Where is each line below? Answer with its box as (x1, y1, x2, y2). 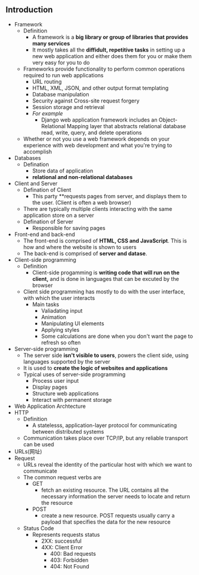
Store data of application (32, 167, 94, 174)
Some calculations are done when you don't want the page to (41, 332, 193, 340)
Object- (158, 116, 178, 123)
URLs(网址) (14, 447, 43, 455)
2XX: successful (41, 537, 82, 544)
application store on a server (23, 211, 94, 219)
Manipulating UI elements (41, 320, 104, 327)
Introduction (5, 5, 53, 15)
